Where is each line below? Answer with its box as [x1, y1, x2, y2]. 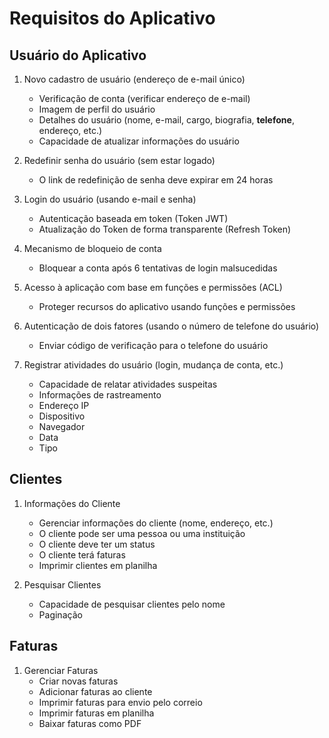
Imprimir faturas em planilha [38, 707, 155, 719]
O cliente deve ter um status [38, 538, 156, 550]
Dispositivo [38, 410, 86, 422]
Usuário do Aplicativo [9, 47, 147, 64]
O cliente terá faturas [38, 548, 126, 561]
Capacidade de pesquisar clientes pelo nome [38, 598, 226, 610]
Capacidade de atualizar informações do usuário [38, 135, 240, 147]
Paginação [38, 608, 83, 621]
